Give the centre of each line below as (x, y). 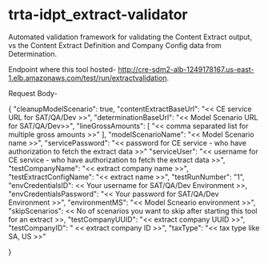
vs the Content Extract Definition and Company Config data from (115, 45)
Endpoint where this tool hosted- (62, 69)
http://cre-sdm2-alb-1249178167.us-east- (186, 69)
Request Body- (33, 93)
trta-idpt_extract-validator (98, 15)
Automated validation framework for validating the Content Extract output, (130, 37)
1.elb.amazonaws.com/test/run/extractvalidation (88, 78)
